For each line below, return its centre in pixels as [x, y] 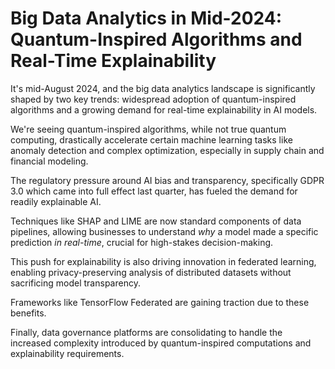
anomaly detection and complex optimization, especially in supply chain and [167, 150]
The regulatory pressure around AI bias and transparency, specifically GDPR [167, 180]
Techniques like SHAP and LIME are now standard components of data [156, 221]
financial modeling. [49, 161]
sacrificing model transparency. [75, 283]
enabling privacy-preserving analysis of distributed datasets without [151, 272]
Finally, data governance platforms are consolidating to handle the [146, 332]
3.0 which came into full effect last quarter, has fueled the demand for [154, 191]
